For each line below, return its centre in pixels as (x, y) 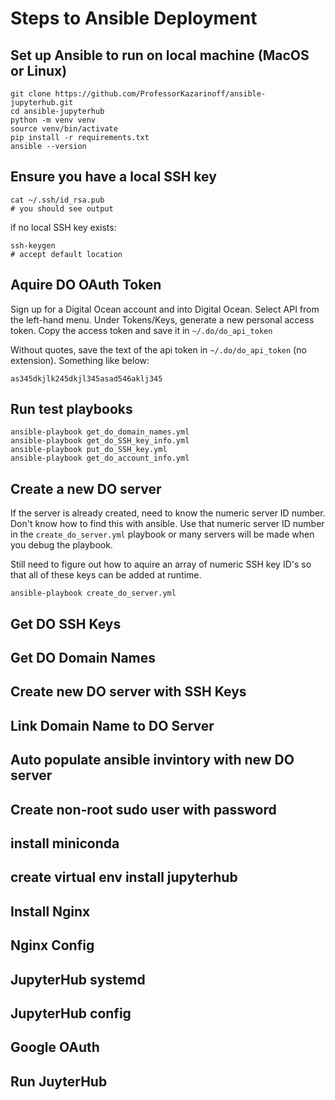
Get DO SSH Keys (66, 623)
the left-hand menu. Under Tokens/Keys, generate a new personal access (162, 319)
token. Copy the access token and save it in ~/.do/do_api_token (141, 330)
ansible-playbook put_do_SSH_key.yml (89, 450)
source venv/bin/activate (64, 129)
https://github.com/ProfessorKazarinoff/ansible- (160, 94)
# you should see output (62, 208)
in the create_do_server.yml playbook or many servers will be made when (162, 534)
